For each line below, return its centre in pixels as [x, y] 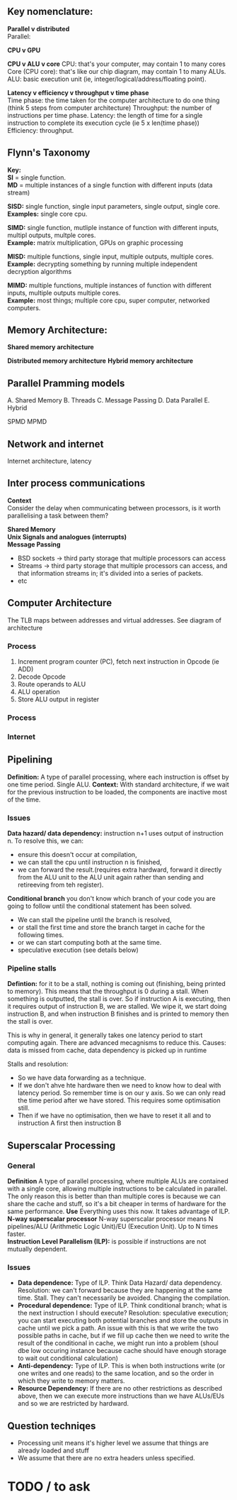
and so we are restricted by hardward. [73, 1403]
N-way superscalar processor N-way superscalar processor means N [110, 1219]
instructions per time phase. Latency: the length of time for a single [105, 115]
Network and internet [56, 444]
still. [23, 1108]
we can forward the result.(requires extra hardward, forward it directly [120, 870]
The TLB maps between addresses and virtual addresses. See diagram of [114, 620]
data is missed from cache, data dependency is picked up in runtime [107, 1051]
